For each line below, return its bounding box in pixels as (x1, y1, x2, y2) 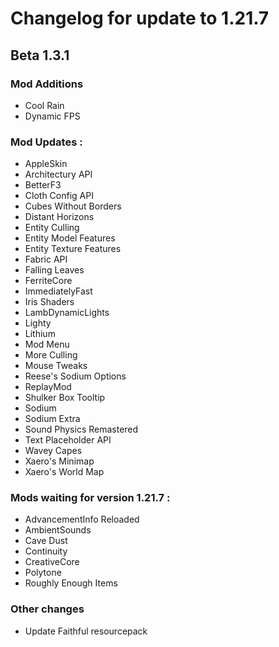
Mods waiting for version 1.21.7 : (10, 491, 171, 505)
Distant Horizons (24, 211, 95, 223)
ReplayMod (24, 381, 72, 393)
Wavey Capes (24, 445, 83, 457)
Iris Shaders (24, 296, 75, 308)
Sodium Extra (24, 413, 81, 425)
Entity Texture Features (24, 243, 122, 255)
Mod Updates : (10, 135, 83, 149)
